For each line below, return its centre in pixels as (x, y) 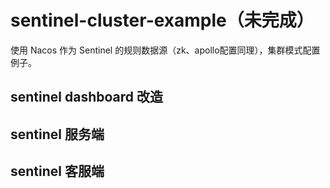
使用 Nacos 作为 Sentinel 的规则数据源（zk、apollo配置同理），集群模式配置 (165, 50)
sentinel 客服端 (57, 171)
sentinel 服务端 (57, 134)
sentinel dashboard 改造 (87, 97)
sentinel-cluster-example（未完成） (162, 20)
